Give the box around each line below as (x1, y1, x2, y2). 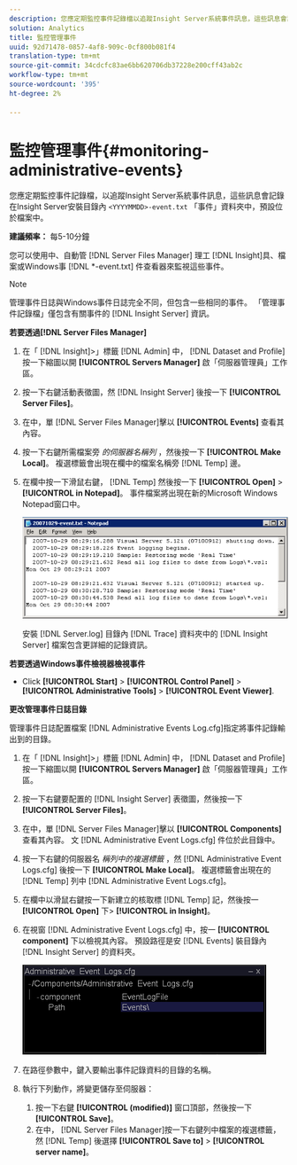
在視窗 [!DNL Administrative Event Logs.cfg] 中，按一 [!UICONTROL (21, 924, 270, 934)
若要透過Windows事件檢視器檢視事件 (9, 658, 146, 669)
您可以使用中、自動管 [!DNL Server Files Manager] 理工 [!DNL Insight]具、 (9, 250, 278, 261)
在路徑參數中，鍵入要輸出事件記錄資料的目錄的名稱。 (21, 1064, 217, 1075)
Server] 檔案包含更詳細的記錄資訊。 (21, 639, 153, 650)
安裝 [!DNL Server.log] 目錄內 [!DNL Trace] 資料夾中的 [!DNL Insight (21, 628, 268, 638)
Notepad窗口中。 (21, 499, 86, 510)
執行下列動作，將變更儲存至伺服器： (21, 1083, 155, 1094)
